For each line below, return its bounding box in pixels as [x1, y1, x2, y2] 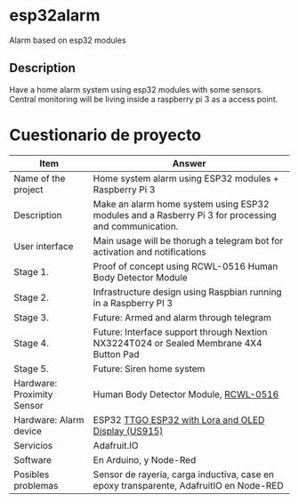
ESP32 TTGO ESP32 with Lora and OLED [93, 413, 265, 426]
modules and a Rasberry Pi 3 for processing [93, 208, 278, 221]
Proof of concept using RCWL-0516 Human [93, 260, 279, 272]
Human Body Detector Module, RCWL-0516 [93, 388, 279, 401]
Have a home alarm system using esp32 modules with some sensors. [9, 84, 264, 94]
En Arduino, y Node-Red [93, 453, 197, 466]
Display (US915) [93, 425, 164, 437]
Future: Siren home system [93, 362, 206, 375]
